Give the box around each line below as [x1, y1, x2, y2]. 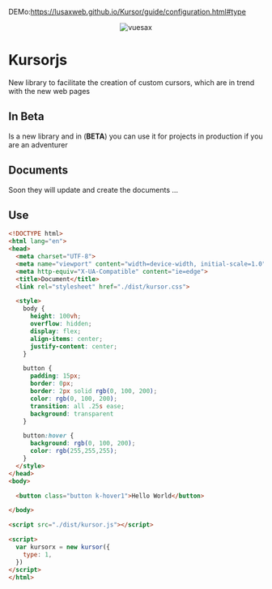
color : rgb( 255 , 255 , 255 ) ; [29, 447, 117, 455]
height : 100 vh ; [29, 312, 82, 321]
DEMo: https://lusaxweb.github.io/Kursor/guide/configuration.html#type [8, 7, 247, 16]
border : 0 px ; [29, 380, 74, 388]
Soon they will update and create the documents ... [8, 185, 179, 194]
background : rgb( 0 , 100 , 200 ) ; [29, 439, 136, 448]
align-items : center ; [29, 335, 104, 343]
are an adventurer [8, 139, 68, 149]
